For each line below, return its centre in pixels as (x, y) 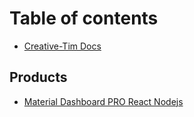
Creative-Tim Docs (62, 46)
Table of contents (84, 18)
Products (38, 77)
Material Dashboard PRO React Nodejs (103, 101)
